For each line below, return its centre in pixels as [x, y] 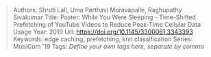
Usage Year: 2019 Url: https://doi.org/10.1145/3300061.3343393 [103, 32]
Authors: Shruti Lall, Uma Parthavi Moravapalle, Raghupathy [97, 10]
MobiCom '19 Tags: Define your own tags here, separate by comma [109, 46]
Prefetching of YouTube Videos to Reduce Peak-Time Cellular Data [107, 24]
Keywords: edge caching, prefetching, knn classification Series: [103, 39]
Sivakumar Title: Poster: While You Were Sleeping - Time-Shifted [104, 17]
